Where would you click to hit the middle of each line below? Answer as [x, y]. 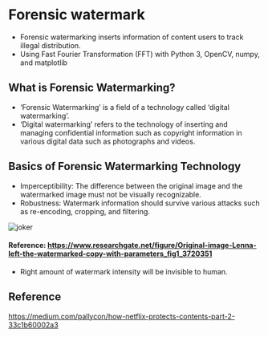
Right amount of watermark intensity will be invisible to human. [124, 271]
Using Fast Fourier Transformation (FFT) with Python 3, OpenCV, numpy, [140, 54]
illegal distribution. [51, 45]
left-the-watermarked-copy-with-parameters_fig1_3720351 [110, 254]
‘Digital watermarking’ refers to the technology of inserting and [124, 124]
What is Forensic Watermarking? [92, 88]
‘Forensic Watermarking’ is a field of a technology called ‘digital [125, 107]
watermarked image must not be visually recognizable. [111, 194]
